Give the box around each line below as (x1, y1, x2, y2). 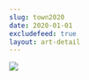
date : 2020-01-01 (9, 21, 73, 30)
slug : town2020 (9, 12, 65, 22)
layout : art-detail (9, 37, 81, 47)
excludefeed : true (9, 29, 77, 38)
